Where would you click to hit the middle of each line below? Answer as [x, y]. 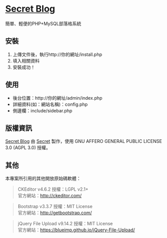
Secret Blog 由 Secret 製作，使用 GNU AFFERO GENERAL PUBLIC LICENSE [84, 141]
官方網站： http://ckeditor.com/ [50, 196]
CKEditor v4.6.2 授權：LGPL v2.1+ [53, 189]
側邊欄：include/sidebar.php [42, 110]
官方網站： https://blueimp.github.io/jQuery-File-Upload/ [76, 230]
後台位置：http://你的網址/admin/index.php [57, 98]
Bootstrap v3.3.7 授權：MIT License [55, 206]
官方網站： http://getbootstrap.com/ [55, 213]
